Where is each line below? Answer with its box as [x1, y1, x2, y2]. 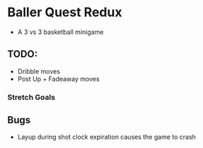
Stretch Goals [7, 92, 55, 102]
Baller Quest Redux [7, 4, 122, 21]
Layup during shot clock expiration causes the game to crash [17, 132, 197, 142]
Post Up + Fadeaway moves [17, 74, 100, 83]
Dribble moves [17, 67, 60, 75]
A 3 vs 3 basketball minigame [17, 28, 104, 36]
